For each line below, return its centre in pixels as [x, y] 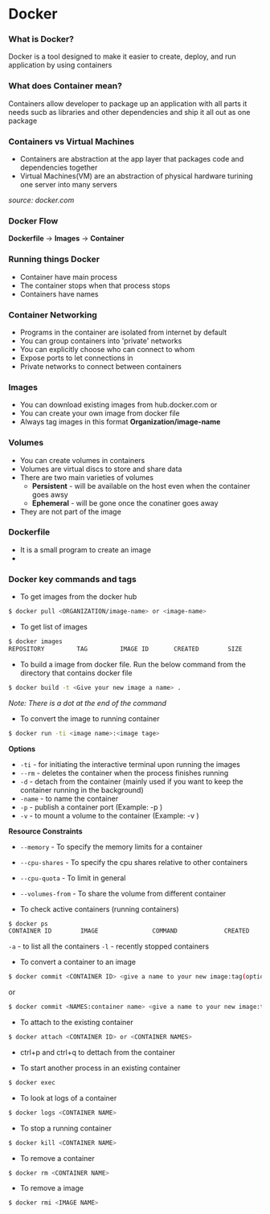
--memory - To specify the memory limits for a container [111, 847]
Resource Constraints [45, 831]
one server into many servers [69, 185]
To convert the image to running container [90, 718]
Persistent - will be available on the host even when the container [141, 486]
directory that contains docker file [76, 673]
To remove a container [57, 1158]
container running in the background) [82, 790]
